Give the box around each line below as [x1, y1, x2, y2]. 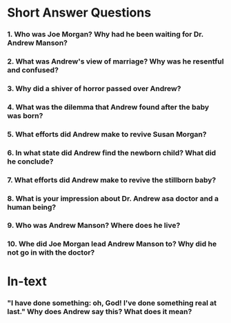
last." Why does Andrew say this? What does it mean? [7, 306, 192, 316]
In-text [7, 273, 47, 289]
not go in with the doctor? [7, 248, 95, 257]
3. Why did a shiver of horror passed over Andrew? [7, 84, 181, 93]
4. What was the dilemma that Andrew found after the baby [7, 102, 210, 112]
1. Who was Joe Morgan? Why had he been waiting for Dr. [7, 30, 204, 39]
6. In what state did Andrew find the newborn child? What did [7, 148, 217, 157]
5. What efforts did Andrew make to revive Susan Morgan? [7, 129, 207, 139]
